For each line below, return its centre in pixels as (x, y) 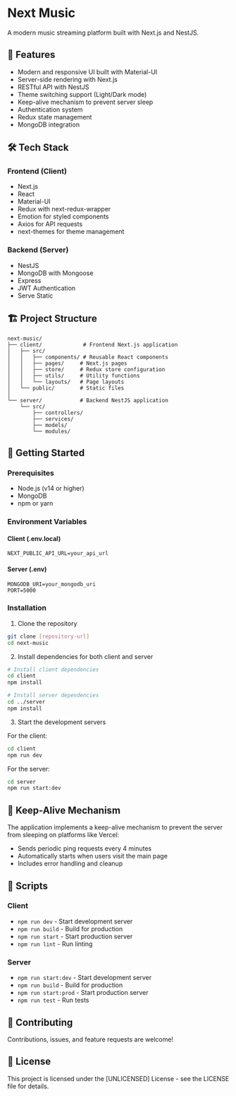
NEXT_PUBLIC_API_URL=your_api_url (58, 554)
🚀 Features (31, 55)
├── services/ (53, 419)
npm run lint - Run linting (55, 944)
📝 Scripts (27, 886)
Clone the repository (47, 623)
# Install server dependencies (53, 695)
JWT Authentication (46, 288)
